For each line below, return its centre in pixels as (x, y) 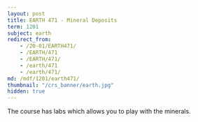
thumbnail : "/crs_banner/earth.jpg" (61, 85)
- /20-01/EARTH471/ (48, 46)
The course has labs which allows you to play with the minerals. (99, 112)
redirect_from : (29, 40)
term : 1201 (23, 26)
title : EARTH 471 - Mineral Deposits (62, 20)
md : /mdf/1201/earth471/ (43, 78)
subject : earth (29, 33)
